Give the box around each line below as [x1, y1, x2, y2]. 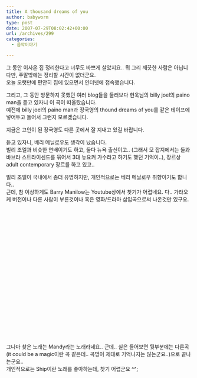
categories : [6, 36, 35, 42]
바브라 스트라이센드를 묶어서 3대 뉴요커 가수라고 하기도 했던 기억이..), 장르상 [6, 153, 181, 161]
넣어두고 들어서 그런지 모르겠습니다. [6, 113, 88, 120]
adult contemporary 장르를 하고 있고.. [6, 161, 95, 168]
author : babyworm [6, 14, 49, 20]
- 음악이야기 [11, 42, 37, 48]
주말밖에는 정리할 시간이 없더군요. [18, 71, 96, 78]
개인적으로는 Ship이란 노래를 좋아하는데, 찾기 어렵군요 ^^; [6, 365, 139, 372]
